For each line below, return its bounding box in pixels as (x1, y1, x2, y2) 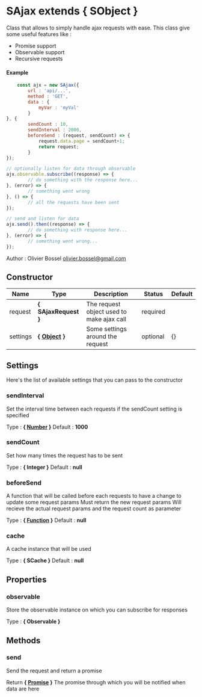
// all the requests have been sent (28, 199, 120, 205)
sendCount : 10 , (28, 122, 69, 128)
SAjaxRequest (37, 308, 79, 316)
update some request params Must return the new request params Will (6, 498, 182, 506)
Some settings (86, 325, 127, 333)
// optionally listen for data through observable (6, 166, 136, 172)
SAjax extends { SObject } (6, 4, 138, 18)
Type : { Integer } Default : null (6, 463, 82, 471)
